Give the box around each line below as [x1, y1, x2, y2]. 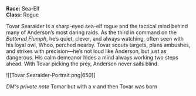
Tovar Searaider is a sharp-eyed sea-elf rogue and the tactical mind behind [6, 23, 188, 29]
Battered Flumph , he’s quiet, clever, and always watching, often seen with [6, 35, 184, 42]
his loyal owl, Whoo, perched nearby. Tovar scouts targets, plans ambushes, [6, 41, 191, 48]
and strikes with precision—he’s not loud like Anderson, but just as [6, 48, 167, 55]
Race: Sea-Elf [6, 5, 40, 12]
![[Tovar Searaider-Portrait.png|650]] [6, 72, 96, 78]
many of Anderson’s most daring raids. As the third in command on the [6, 29, 177, 36]
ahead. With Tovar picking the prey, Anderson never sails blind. [6, 60, 159, 67]
